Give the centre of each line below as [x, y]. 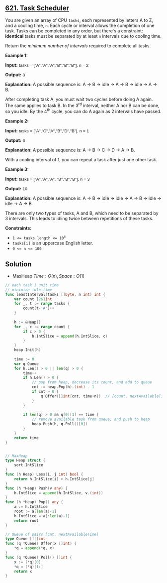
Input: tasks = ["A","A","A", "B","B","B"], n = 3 [47, 179]
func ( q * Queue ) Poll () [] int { [39, 557]
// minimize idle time [29, 290]
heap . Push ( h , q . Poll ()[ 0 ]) [60, 424]
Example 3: [17, 169]
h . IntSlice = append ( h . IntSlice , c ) [70, 336]
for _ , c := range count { [42, 327]
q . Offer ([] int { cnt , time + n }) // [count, [84, 396]
